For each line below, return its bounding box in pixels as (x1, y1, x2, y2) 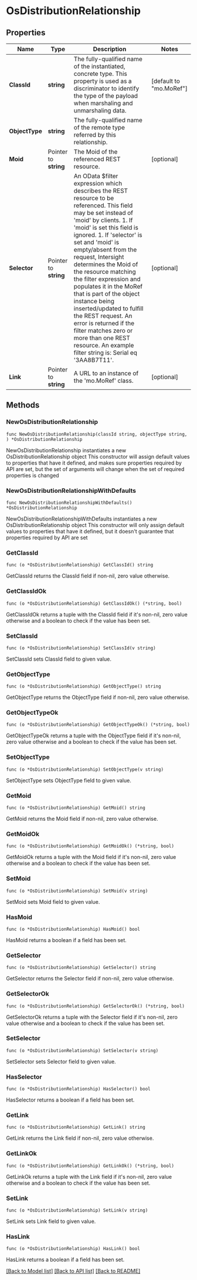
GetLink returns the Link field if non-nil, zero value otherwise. (6, 1135, 154, 1142)
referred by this (73, 131, 116, 139)
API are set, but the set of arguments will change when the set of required (6, 465, 185, 472)
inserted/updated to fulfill (73, 304, 144, 313)
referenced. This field (73, 201, 133, 210)
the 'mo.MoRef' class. (73, 377, 134, 384)
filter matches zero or (73, 327, 133, 334)
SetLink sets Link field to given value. (6, 1218, 96, 1225)
